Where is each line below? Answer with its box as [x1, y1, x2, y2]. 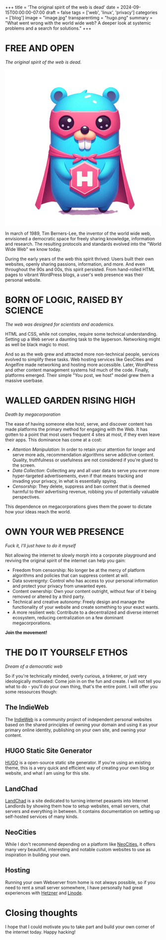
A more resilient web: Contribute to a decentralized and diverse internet [12, 609, 159, 615]
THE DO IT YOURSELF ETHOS [5, 647, 128, 658]
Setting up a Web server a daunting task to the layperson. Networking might [5, 336, 161, 342]
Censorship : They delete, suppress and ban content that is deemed [12, 483, 150, 489]
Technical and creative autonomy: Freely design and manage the [12, 598, 145, 605]
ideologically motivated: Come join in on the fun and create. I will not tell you [5, 678, 161, 684]
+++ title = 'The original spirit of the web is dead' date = [5, 4, 120, 10]
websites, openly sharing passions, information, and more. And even [5, 261, 145, 267]
